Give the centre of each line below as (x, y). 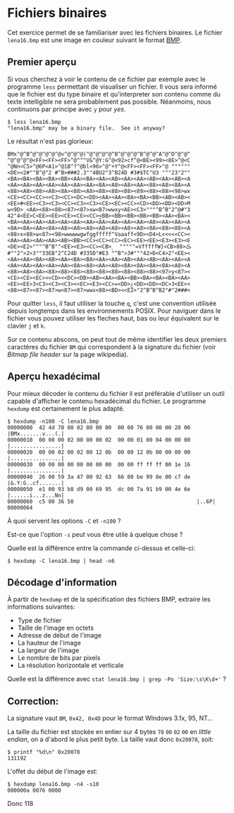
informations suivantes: (41, 607)
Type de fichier (39, 621)
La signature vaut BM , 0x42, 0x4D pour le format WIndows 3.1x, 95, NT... (110, 718)
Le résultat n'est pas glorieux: (50, 141)
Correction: (33, 701)
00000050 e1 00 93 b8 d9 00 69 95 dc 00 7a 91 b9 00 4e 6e (99, 489)
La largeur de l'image (48, 650)
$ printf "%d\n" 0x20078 (44, 752)
